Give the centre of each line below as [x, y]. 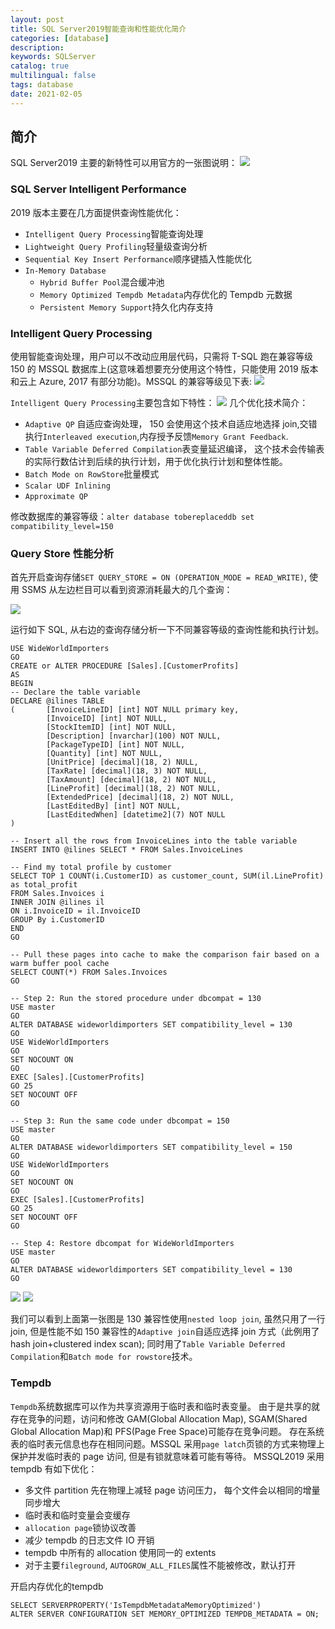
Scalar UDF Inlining [67, 486]
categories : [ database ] [60, 38]
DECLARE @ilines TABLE [57, 701]
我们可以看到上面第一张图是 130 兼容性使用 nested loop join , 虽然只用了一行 [168, 1319]
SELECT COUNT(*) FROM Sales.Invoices [89, 972]
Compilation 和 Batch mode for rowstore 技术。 [104, 1357]
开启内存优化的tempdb [57, 1586]
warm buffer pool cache [60, 964]
